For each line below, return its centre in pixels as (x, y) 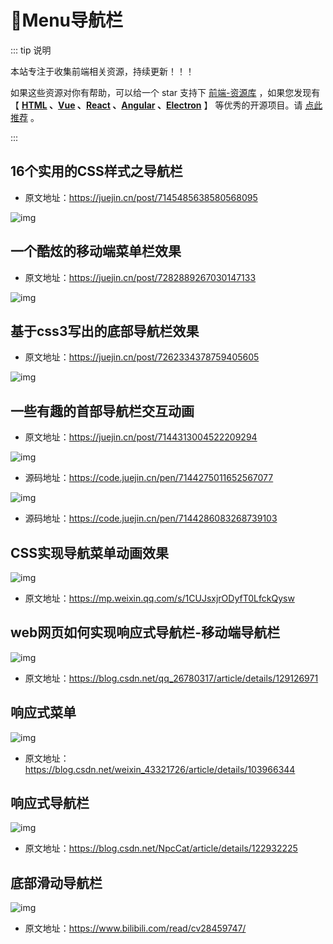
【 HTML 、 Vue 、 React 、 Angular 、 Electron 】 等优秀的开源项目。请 (156, 105)
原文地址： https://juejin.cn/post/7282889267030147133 (140, 277)
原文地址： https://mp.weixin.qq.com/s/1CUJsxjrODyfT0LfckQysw (159, 598)
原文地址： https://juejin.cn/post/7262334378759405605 (142, 357)
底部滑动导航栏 (56, 882)
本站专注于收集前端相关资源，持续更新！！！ (102, 71)
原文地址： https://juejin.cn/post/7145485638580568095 (141, 197)
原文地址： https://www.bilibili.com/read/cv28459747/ (135, 928)
